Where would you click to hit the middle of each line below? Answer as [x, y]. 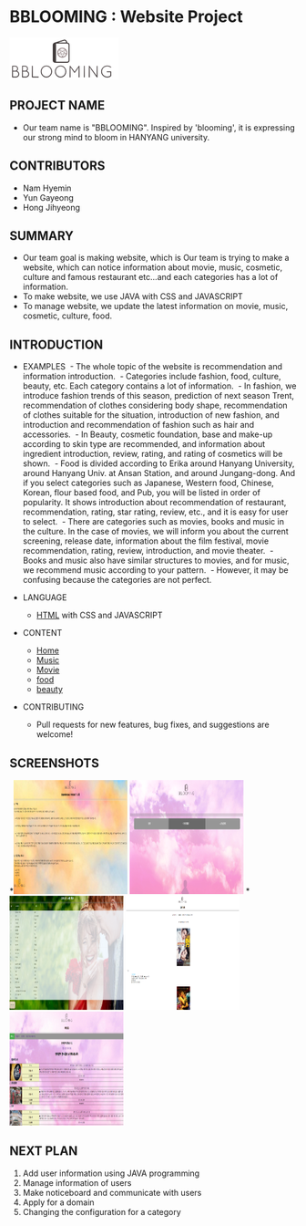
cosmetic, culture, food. [67, 316]
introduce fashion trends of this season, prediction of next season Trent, [158, 396]
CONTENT [42, 633]
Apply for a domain [58, 1202]
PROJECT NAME [57, 105]
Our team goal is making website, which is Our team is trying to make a [156, 258]
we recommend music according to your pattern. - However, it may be [155, 570]
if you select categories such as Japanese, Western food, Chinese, [148, 483]
